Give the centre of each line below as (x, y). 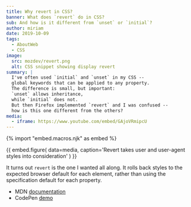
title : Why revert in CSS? (39, 12)
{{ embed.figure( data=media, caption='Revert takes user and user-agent (96, 150)
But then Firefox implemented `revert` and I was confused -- (90, 105)
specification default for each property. (54, 180)
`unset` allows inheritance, (47, 94)
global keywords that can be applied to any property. (81, 83)
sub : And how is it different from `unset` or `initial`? (79, 22)
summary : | (20, 72)
